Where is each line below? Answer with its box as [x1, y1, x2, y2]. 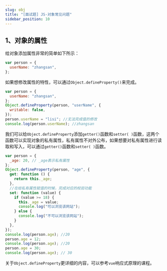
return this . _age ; [14, 177, 52, 181]
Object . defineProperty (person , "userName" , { [5, 103, 101, 108]
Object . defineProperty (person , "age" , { [5, 167, 90, 172]
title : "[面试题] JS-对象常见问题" [5, 12, 72, 17]
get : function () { [9, 172, 50, 177]
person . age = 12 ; [5, 237, 41, 242]
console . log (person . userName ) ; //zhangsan [5, 121, 94, 126]
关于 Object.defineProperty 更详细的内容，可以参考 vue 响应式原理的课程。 [5, 260, 155, 266]
